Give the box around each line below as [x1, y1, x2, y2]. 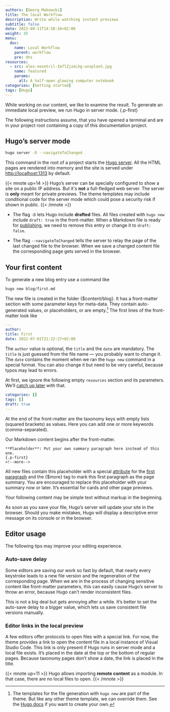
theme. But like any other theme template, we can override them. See [12, 696, 157, 702]
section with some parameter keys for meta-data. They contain [5, 300, 137, 307]
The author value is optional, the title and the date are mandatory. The [5, 346, 155, 352]
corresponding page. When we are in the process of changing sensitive [5, 578, 154, 584]
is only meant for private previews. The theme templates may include [5, 191, 150, 197]
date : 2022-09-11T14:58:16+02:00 [5, 26, 76, 31]
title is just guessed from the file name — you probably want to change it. [5, 351, 162, 357]
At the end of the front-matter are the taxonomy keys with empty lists [5, 416, 149, 422]
